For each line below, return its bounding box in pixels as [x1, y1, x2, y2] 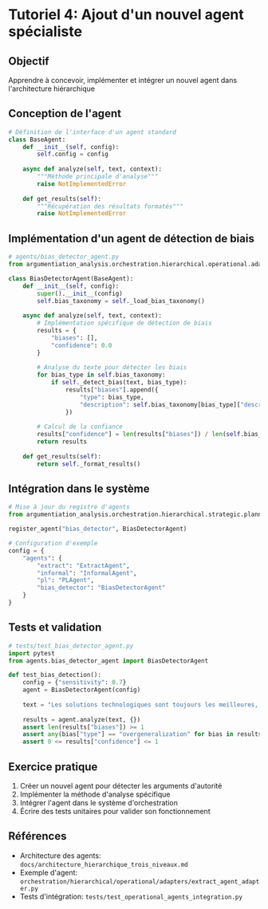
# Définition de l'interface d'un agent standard [8, 128, 177, 136]
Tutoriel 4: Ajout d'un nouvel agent [8, 6, 245, 24]
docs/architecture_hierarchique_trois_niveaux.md [19, 860, 189, 868]
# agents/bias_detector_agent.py [8, 253, 120, 261]
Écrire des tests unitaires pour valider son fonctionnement [19, 806, 211, 816]
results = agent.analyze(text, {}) [22, 715, 141, 723]
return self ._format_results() [37, 460, 141, 468]
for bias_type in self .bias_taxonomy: [37, 371, 166, 380]
